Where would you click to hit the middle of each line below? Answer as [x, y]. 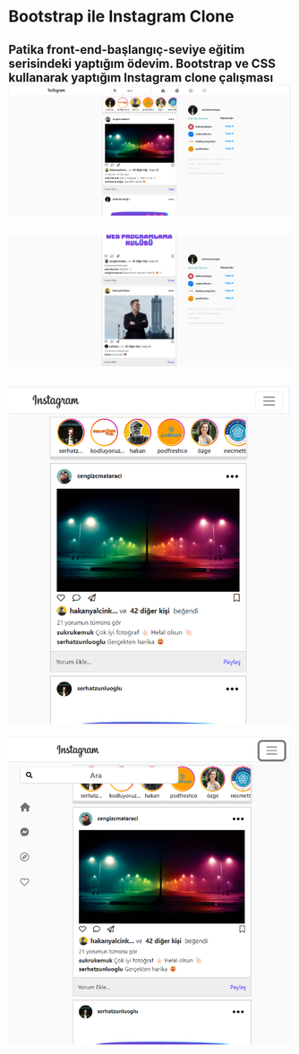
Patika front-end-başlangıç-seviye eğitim [127, 50]
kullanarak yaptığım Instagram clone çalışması [141, 77]
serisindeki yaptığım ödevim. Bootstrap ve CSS [142, 63]
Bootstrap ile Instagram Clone [121, 17]
